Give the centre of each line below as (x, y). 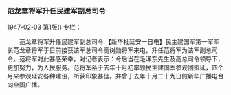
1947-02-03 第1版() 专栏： (44, 27)
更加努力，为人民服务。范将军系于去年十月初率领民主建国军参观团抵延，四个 (115, 67)
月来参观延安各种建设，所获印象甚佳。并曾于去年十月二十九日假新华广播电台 (115, 76)
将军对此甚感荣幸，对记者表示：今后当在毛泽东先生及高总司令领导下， (124, 59)
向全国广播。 (25, 85)
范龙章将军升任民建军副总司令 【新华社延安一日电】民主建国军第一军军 (119, 42)
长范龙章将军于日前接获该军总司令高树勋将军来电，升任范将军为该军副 (107, 50)
